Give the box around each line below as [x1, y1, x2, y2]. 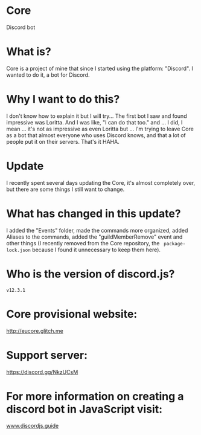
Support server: [6, 348, 88, 362]
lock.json [6, 247, 31, 253]
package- [164, 240, 186, 246]
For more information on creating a [6, 389, 184, 403]
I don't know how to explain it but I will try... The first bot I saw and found [6, 112, 187, 120]
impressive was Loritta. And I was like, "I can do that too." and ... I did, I [6, 118, 183, 126]
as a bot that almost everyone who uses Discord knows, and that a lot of [6, 131, 186, 139]
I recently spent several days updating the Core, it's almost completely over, [6, 179, 196, 186]
